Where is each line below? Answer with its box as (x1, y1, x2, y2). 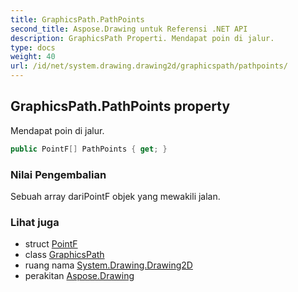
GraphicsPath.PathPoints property (10, 98, 231, 115)
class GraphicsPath (24, 249, 105, 261)
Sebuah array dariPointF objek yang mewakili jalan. (10, 190, 221, 202)
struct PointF (24, 238, 78, 250)
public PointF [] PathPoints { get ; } (10, 144, 168, 154)
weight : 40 (10, 52, 56, 62)
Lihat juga (10, 215, 60, 229)
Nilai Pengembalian (10, 167, 107, 181)
